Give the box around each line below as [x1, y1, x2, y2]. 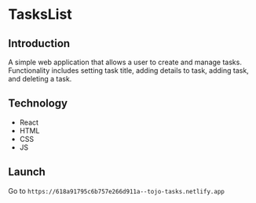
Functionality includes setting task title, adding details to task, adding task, [8, 66, 249, 75]
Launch [8, 165, 46, 179]
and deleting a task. [8, 74, 72, 83]
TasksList [8, 5, 72, 24]
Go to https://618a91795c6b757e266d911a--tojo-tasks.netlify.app [8, 186, 225, 195]
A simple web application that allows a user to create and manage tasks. [8, 57, 242, 67]
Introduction [8, 37, 71, 50]
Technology [8, 96, 68, 111]
